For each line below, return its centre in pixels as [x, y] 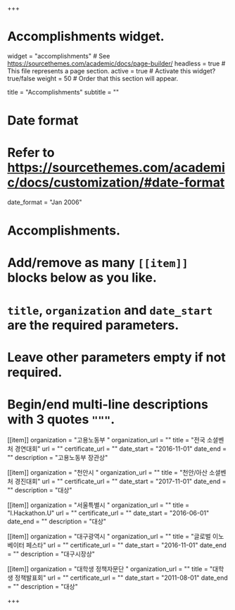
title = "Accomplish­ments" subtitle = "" [63, 92]
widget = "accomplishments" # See [59, 56]
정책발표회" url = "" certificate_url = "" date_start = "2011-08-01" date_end [121, 578]
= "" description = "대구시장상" [51, 554]
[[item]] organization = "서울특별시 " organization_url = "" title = [99, 505]
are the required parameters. [93, 325]
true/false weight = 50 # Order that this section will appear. [93, 78]
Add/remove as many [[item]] [98, 263]
